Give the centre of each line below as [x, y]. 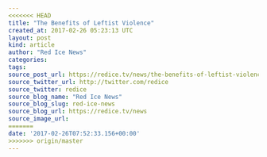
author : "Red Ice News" [48, 52]
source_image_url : [39, 119]
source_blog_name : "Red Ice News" [66, 97]
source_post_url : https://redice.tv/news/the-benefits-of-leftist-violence [136, 75]
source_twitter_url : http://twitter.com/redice [89, 82]
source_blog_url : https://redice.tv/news [78, 112]
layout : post [30, 38]
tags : [17, 67]
